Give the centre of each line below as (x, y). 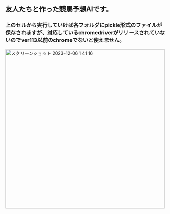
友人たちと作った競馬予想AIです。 (59, 9)
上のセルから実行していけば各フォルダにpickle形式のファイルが (84, 25)
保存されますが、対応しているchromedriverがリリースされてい (83, 33)
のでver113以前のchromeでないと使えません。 (68, 40)
